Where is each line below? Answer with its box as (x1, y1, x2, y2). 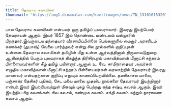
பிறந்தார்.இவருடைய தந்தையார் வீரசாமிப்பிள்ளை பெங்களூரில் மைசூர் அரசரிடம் (5, 38, 157, 44)
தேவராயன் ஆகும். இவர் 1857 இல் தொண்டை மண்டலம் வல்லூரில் (5, 32, 135, 38)
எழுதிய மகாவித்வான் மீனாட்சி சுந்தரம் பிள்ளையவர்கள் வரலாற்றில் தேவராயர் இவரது (5, 66, 165, 72)
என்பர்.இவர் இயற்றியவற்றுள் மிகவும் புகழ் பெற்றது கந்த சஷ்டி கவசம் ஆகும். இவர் (5, 84, 163, 90)
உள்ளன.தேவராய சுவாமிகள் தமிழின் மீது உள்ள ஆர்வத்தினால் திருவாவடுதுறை (5, 49, 157, 55)
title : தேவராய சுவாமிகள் (5, 7, 55, 13)
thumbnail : (5, 12, 28, 17)
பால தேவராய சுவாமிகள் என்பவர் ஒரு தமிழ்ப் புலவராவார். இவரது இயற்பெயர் (5, 26, 154, 32)
